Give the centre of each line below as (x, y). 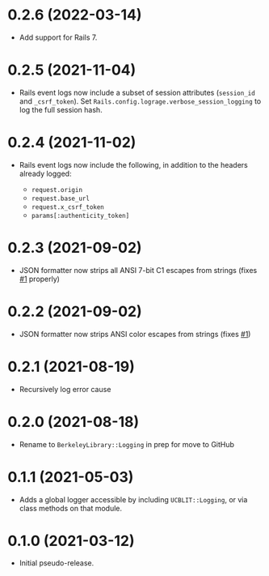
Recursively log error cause (65, 389)
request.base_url (61, 198)
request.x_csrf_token (67, 207)
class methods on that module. (71, 508)
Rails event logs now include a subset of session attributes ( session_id (137, 92)
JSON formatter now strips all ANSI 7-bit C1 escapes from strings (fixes (138, 270)
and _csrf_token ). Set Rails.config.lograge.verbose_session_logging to (140, 101)
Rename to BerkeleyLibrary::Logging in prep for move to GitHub (127, 444)
